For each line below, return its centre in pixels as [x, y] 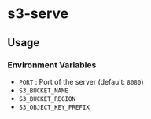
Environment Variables [52, 65]
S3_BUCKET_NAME [44, 91]
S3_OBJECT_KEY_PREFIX [54, 107]
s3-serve [38, 14]
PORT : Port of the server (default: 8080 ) [81, 81]
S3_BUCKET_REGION [47, 99]
